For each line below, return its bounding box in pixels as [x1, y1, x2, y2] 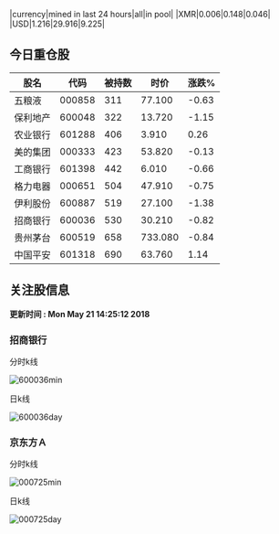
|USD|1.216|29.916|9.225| [9, 18, 106, 29]
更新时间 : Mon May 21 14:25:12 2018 [9, 308, 150, 319]
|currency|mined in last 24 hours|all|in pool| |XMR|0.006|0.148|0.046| [9, 9, 271, 19]
